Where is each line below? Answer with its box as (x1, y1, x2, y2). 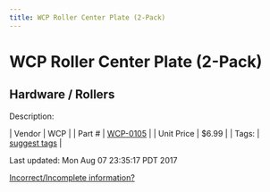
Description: (9, 111, 55, 121)
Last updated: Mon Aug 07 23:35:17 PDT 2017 (9, 154, 178, 165)
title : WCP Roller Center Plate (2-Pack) (9, 13, 166, 22)
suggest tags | (9, 138, 63, 148)
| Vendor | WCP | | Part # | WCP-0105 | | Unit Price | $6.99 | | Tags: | (9, 128, 260, 138)
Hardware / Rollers (9, 87, 115, 103)
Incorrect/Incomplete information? (9, 171, 136, 183)
